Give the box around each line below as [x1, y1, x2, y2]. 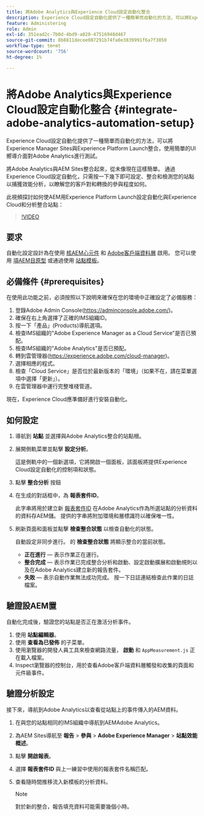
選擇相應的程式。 [15, 360, 58, 367]
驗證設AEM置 [6, 601, 56, 611]
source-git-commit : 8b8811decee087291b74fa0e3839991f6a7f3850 [6, 37, 167, 43]
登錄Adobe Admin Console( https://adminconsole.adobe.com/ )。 [15, 306, 176, 314]
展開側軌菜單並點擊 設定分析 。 [15, 445, 92, 452]
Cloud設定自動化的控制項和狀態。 [15, 466, 100, 473]
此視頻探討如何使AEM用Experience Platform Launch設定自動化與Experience [6, 193, 197, 201]
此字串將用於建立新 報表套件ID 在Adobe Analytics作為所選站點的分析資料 [15, 505, 198, 511]
